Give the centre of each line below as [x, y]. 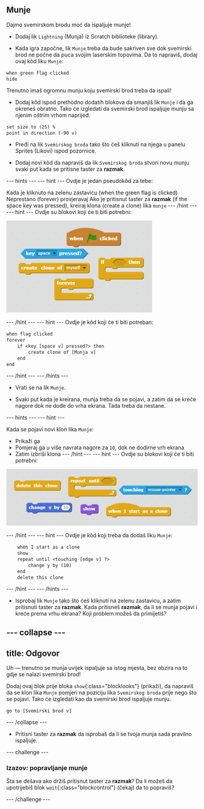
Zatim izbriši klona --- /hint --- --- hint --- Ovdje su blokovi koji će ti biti [104, 454]
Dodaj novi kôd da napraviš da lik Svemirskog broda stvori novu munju [102, 162]
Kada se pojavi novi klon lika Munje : [50, 429]
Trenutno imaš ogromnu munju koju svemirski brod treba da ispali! [89, 90]
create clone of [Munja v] [62, 352]
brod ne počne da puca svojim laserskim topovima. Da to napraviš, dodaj [106, 55]
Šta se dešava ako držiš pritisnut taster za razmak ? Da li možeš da [90, 781]
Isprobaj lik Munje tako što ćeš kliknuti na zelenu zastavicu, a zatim [98, 601]
